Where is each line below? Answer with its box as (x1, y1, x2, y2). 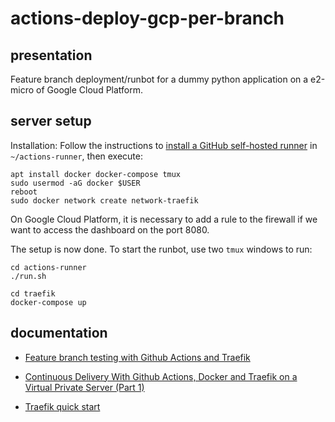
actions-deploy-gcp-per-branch (10, 7, 285, 30)
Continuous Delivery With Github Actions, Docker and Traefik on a (24, 370, 298, 382)
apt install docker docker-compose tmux (10, 169, 182, 179)
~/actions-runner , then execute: (10, 150, 143, 162)
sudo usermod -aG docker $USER (10, 178, 141, 188)
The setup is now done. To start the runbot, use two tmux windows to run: (10, 243, 313, 255)
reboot (10, 187, 38, 197)
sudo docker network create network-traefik (10, 195, 199, 206)
